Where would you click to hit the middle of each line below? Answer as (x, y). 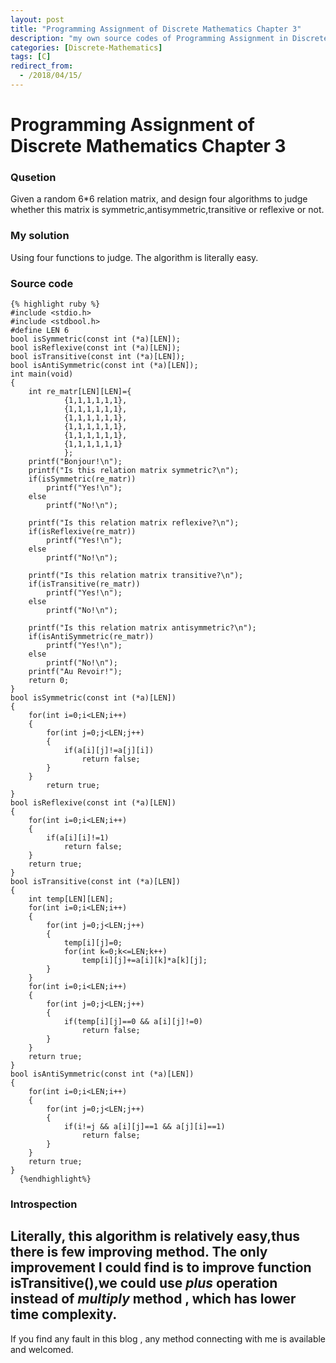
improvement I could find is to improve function (161, 1267)
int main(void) (42, 374)
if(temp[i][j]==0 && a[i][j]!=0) (133, 1021)
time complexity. (64, 1314)
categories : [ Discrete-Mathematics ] (86, 47)
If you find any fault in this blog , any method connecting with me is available (168, 1338)
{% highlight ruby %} (55, 304)
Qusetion (33, 177)
